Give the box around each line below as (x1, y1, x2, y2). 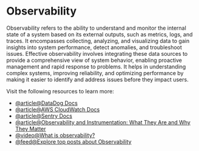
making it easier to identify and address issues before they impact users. (6, 76, 189, 83)
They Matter (15, 125, 46, 132)
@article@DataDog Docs (15, 99, 78, 107)
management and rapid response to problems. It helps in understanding (6, 62, 186, 70)
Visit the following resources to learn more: (6, 87, 114, 95)
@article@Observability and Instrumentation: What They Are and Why (15, 118, 190, 126)
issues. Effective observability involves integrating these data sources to (6, 50, 188, 57)
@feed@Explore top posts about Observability (15, 138, 132, 145)
